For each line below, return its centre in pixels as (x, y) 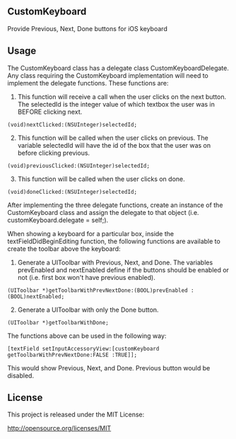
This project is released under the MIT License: (76, 415)
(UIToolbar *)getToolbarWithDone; (58, 322)
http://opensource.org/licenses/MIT (59, 428)
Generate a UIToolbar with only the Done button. (88, 310)
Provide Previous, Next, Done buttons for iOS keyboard (87, 28)
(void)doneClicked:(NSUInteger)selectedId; (72, 192)
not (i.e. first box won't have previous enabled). (86, 277)
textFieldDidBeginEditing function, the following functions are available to (114, 241)
